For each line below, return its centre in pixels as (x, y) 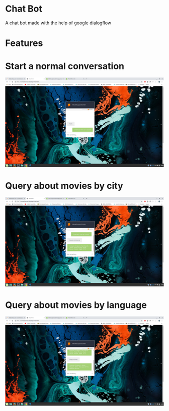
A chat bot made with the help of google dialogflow (58, 23)
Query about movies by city (64, 186)
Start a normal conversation (65, 66)
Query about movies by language (76, 305)
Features (24, 43)
